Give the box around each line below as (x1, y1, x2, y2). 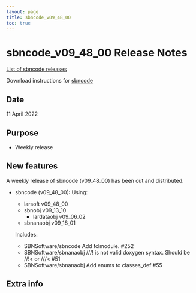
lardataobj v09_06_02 (32, 213, 86, 220)
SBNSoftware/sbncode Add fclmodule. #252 (23, 242, 134, 249)
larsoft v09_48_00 (23, 200, 68, 207)
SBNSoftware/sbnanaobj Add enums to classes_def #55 (23, 261, 163, 268)
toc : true (6, 20, 31, 26)
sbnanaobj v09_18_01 (23, 219, 76, 226)
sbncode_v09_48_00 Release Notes (6, 46, 188, 59)
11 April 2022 (6, 110, 38, 117)
